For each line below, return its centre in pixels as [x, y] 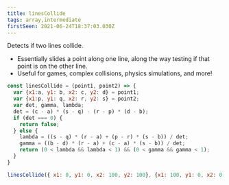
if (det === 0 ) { [38, 118]
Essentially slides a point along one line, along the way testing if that [113, 59]
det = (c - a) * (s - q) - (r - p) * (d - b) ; [81, 111]
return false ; [39, 124]
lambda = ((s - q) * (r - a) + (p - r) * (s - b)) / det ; [104, 137]
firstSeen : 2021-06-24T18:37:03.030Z [61, 26]
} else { [26, 131]
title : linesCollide [37, 13]
